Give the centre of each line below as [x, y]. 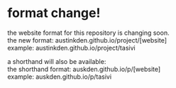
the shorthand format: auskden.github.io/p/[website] [84, 69]
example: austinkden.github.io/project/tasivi [72, 48]
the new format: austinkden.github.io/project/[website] [87, 40]
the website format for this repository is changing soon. [88, 33]
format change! [54, 13]
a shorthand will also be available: [57, 61]
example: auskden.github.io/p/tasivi [60, 77]
